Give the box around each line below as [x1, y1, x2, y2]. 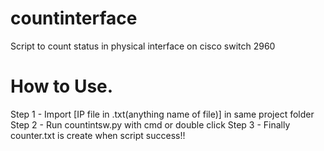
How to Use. [10, 75, 114, 98]
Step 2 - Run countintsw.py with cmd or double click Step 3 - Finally [10, 118, 291, 131]
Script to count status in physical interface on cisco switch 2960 [10, 40, 276, 52]
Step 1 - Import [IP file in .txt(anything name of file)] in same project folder [10, 108, 315, 120]
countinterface [10, 7, 138, 30]
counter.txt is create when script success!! [10, 129, 186, 141]
